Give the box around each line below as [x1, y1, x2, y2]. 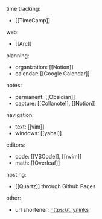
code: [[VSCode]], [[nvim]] [14, 153, 82, 160]
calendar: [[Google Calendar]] [14, 70, 90, 77]
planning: [6, 52, 30, 59]
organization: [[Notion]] [14, 63, 74, 71]
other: [6, 194, 21, 202]
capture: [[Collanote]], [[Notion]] [14, 100, 97, 107]
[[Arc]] [14, 40, 32, 47]
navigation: [6, 112, 34, 118]
